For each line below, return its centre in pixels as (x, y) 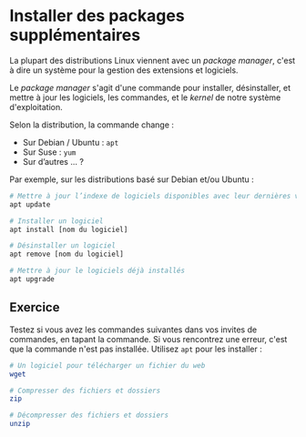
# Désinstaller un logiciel (63, 246)
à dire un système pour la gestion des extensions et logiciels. (124, 70)
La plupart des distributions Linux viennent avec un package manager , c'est (153, 60)
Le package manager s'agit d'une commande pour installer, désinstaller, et (150, 87)
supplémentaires (75, 35)
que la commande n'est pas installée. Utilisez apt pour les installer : (136, 349)
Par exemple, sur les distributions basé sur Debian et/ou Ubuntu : (132, 179)
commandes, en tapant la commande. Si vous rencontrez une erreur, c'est (148, 339)
